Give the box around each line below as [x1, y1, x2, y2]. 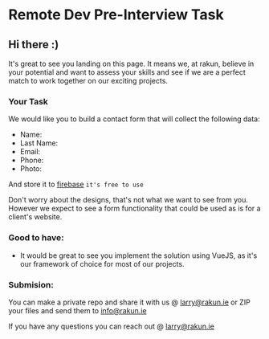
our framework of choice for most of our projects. [19, 259, 185, 268]
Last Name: [19, 138, 59, 148]
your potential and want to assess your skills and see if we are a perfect [8, 67, 247, 77]
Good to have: [8, 232, 64, 243]
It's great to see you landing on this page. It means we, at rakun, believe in [8, 59, 255, 68]
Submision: [8, 279, 54, 290]
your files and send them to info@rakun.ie [8, 305, 147, 315]
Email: [19, 147, 41, 157]
